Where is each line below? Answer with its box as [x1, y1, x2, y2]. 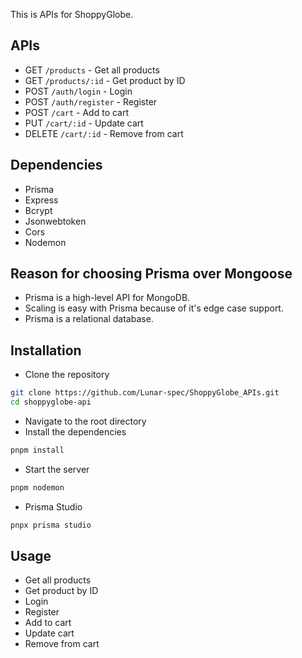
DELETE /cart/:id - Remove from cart [24, 127, 184, 139]
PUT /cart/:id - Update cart [24, 117, 144, 129]
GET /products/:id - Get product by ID [24, 74, 186, 86]
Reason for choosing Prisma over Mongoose [10, 265, 293, 283]
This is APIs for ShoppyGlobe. [10, 9, 134, 20]
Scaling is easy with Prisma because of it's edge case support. [24, 302, 284, 314]
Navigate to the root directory [24, 415, 147, 427]
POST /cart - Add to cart [24, 106, 130, 118]
